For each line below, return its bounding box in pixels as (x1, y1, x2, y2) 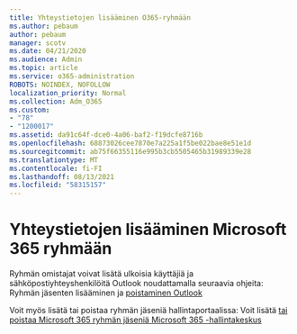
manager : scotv (9, 38, 67, 48)
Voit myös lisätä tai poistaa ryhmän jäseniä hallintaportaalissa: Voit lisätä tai (9, 305, 288, 316)
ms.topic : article (9, 64, 78, 73)
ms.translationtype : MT (9, 155, 99, 165)
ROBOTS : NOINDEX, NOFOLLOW (9, 80, 111, 89)
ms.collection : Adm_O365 (9, 96, 103, 106)
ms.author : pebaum (9, 22, 78, 31)
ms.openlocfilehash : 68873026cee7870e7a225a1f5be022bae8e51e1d (9, 139, 252, 148)
